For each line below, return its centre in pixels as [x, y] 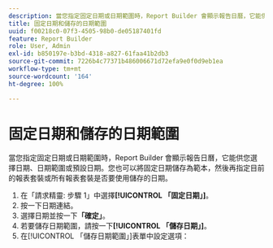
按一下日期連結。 [49, 206]
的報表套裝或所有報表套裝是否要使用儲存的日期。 [90, 178]
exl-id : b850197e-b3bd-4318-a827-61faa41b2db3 [89, 54]
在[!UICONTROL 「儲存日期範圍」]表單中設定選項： [104, 236]
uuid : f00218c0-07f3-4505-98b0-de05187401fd [85, 31]
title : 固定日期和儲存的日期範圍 [58, 24]
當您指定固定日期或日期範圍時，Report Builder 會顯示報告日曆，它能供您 [130, 158]
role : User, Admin [39, 46]
